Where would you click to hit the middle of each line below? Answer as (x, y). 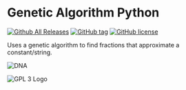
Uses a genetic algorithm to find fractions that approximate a (93, 45)
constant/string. (30, 52)
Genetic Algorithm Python (83, 13)
